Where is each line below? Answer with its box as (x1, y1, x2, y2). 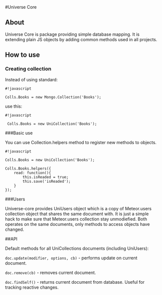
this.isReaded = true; (22, 174, 69, 179)
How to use (5, 51, 40, 59)
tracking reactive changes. (5, 284, 59, 290)
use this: (5, 103, 22, 109)
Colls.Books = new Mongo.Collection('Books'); (5, 95, 101, 99)
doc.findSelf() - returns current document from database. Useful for (5, 279, 145, 285)
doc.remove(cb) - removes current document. (5, 270, 96, 275)
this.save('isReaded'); (22, 179, 71, 184)
